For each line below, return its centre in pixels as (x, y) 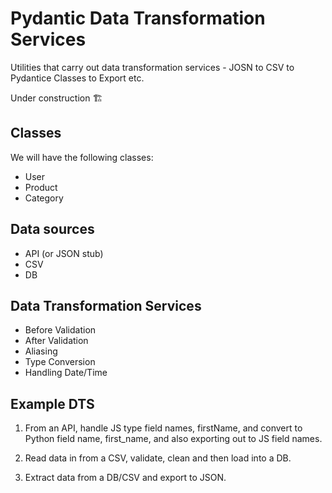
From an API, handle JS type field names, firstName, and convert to (163, 428)
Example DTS (52, 403)
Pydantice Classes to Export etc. (77, 78)
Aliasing (41, 351)
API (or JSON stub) (64, 253)
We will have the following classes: (82, 157)
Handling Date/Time (66, 373)
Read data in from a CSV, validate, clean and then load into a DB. (158, 458)
